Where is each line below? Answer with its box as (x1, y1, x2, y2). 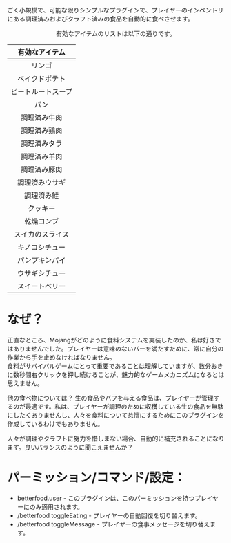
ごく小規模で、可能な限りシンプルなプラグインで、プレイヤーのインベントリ (7, 6, 224, 14)
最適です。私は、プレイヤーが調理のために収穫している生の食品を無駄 (25, 402, 224, 410)
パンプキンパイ (17, 255, 66, 265)
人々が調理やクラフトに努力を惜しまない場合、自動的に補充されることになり (7, 434, 225, 443)
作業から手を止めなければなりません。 (7, 353, 116, 361)
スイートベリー (17, 282, 66, 291)
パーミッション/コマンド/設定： (7, 470, 186, 486)
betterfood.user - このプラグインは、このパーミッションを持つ (17, 494, 195, 502)
